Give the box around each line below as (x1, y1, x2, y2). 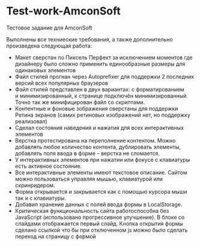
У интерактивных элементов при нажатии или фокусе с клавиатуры (14, 156, 190, 163)
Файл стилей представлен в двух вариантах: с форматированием (14, 85, 184, 93)
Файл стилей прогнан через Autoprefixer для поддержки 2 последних (14, 73, 194, 80)
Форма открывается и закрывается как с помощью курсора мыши (14, 188, 187, 195)
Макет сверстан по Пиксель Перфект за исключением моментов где (14, 54, 193, 61)
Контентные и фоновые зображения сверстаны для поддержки (14, 105, 178, 112)
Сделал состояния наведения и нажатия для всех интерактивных (14, 124, 184, 131)
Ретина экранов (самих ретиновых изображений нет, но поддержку (14, 111, 191, 118)
